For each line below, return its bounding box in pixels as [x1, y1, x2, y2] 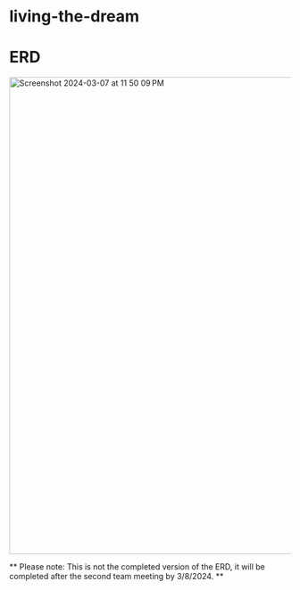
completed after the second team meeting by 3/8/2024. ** [9, 571, 224, 582]
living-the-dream [9, 6, 140, 27]
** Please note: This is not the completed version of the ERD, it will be [9, 561, 265, 572]
